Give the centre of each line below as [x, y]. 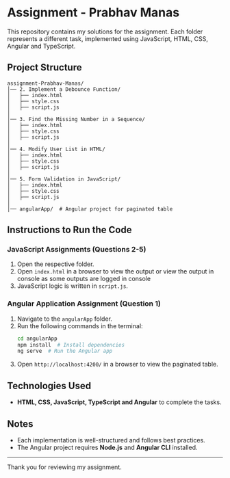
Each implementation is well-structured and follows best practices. [111, 440]
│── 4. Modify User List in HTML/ [56, 149]
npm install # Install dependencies [71, 345]
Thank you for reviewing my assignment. [64, 467]
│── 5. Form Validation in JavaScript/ [64, 179]
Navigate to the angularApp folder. [65, 319]
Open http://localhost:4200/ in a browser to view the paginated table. [118, 364]
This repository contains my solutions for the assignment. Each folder [105, 31]
